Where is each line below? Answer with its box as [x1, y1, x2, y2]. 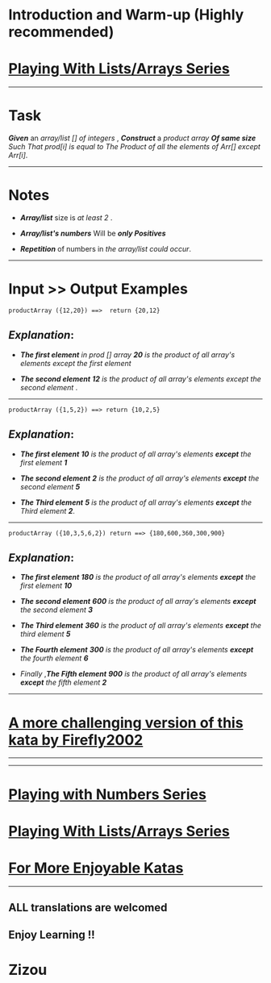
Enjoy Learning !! [8, 928, 95, 942]
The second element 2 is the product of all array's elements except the [19, 473, 260, 483]
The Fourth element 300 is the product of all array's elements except [19, 645, 254, 655]
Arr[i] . [8, 151, 28, 160]
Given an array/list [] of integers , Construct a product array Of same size [8, 133, 256, 143]
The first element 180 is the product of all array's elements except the [19, 573, 256, 582]
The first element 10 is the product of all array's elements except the [19, 449, 252, 459]
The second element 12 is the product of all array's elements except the [19, 373, 262, 384]
